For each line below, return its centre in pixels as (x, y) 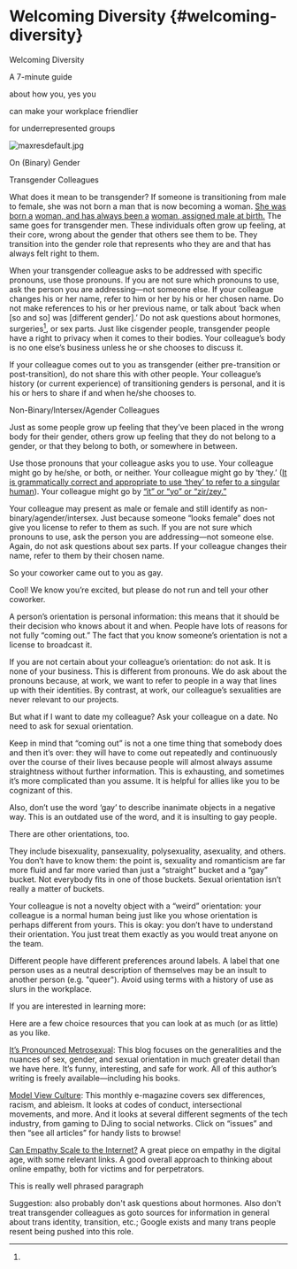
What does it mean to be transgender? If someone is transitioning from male (148, 197)
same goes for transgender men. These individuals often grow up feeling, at (147, 225)
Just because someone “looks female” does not (188, 518)
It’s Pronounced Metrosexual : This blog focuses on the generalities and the (145, 1049)
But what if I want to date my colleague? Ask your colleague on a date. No (144, 716)
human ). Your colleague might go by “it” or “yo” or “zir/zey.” (118, 491)
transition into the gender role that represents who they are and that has (140, 244)
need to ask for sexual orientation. (72, 726)
